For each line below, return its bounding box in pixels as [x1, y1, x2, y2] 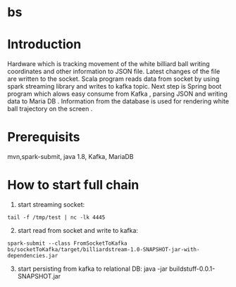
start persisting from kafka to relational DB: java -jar [17, 264, 168, 273]
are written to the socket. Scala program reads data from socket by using [7, 75, 220, 83]
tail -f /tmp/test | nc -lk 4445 [7, 214, 106, 221]
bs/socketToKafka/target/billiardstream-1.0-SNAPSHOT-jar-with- [7, 246, 200, 253]
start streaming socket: [17, 200, 85, 208]
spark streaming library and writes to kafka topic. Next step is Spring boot [7, 82, 222, 91]
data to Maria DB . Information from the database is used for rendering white [7, 97, 230, 106]
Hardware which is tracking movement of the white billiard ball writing [7, 60, 210, 68]
